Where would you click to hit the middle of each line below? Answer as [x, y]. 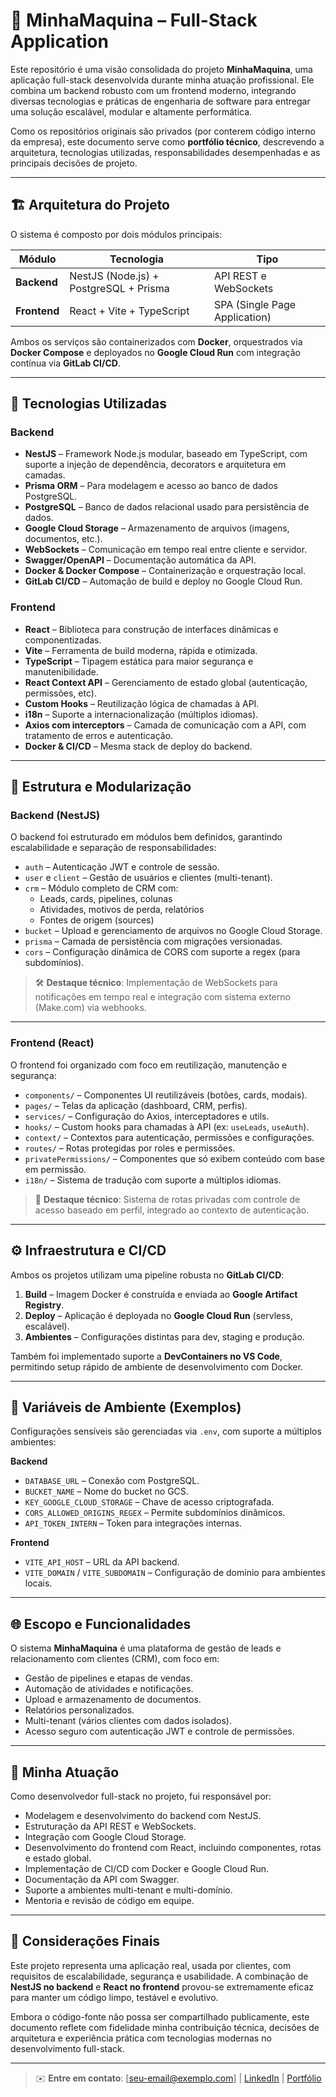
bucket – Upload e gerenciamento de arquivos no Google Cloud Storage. [173, 931]
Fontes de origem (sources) [97, 920]
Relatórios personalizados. [79, 1710]
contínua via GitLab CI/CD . [65, 363]
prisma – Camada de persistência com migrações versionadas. [153, 941]
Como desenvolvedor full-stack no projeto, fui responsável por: [141, 1796]
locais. [38, 1583]
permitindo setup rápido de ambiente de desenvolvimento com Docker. [156, 1366]
